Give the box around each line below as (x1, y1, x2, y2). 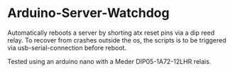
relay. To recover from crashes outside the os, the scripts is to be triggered (7, 35, 227, 44)
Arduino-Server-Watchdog (7, 5, 170, 21)
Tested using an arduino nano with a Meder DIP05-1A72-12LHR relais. (7, 57, 212, 65)
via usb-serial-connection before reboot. (7, 43, 126, 52)
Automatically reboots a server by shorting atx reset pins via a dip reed (7, 28, 215, 37)
